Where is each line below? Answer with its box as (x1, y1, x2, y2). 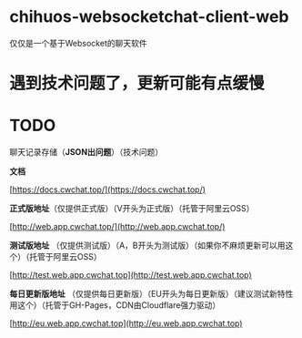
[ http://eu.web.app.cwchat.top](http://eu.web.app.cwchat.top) (9, 318, 243, 329)
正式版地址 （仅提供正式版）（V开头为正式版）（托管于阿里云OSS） (9, 203, 255, 214)
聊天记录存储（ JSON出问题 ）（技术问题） (9, 147, 164, 158)
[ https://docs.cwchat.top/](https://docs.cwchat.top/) (9, 184, 206, 195)
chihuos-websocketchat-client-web (9, 6, 289, 27)
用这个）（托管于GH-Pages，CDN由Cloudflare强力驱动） (9, 300, 221, 311)
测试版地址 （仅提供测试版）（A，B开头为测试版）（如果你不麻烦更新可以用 (9, 240, 286, 251)
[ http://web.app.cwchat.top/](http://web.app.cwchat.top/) (9, 221, 226, 232)
